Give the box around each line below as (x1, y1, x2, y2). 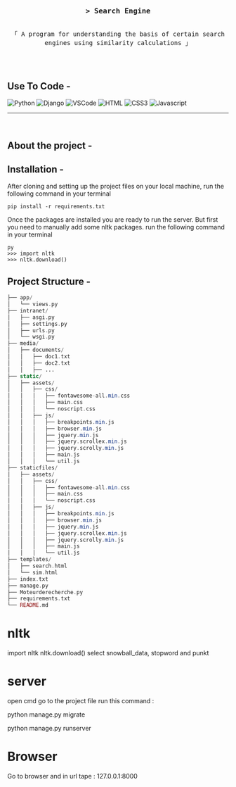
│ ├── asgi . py (7, 313, 55, 321)
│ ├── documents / (7, 346, 65, 354)
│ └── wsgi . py (7, 334, 55, 341)
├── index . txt (7, 575, 49, 583)
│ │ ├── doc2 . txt (7, 359, 71, 367)
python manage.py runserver (7, 724, 91, 732)
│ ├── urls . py (7, 327, 55, 334)
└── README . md (7, 602, 49, 609)
